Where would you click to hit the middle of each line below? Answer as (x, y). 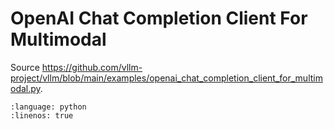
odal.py (25, 88)
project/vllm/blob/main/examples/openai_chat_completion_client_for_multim (166, 78)
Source (25, 67)
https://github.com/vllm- (92, 67)
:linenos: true (42, 115)
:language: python (48, 107)
